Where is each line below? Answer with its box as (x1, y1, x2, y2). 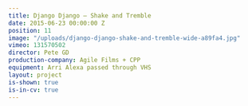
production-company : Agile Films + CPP (8, 57, 141, 65)
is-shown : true (8, 78, 59, 86)
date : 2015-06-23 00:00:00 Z (8, 19, 105, 27)
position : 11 (8, 26, 52, 34)
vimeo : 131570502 (8, 41, 66, 49)
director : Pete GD (8, 49, 69, 57)
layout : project (8, 71, 62, 79)
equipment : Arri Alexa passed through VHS (8, 64, 152, 72)
